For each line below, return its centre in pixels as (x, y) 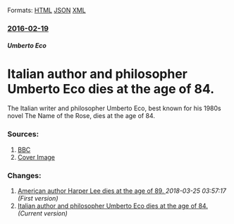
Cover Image (36, 157)
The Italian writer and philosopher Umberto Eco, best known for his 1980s (114, 108)
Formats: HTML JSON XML (47, 10)
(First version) (38, 199)
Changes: (24, 175)
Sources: (23, 134)
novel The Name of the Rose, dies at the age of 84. (81, 116)
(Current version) (43, 213)
